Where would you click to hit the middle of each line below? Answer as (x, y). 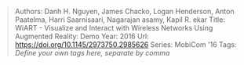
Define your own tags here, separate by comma (92, 53)
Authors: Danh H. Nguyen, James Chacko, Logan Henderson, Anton (124, 11)
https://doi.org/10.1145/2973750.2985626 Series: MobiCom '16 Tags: (126, 45)
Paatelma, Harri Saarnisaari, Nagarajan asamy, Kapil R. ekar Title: (120, 20)
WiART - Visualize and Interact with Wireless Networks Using (114, 28)
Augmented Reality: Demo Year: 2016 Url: (82, 36)
